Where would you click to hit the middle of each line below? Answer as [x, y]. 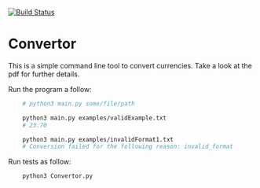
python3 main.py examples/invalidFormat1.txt [98, 139]
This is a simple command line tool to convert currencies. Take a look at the [130, 65]
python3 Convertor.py [57, 176]
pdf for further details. [44, 74]
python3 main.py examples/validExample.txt [95, 118]
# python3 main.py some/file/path [79, 103]
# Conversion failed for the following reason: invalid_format [128, 147]
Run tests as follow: [40, 162]
